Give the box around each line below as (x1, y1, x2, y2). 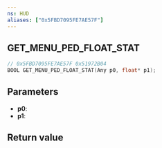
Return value (7, 132, 64, 144)
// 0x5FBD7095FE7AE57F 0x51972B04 (7, 60, 107, 68)
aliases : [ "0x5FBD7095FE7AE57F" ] (7, 17, 104, 24)
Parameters (7, 86, 59, 98)
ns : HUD (7, 10, 30, 17)
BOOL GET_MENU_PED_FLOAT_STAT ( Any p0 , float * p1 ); (7, 67, 156, 74)
